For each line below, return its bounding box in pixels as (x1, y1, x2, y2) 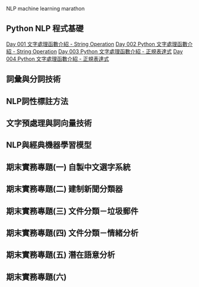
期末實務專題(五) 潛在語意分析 (6, 250, 115, 260)
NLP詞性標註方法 (6, 96, 69, 106)
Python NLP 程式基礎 (6, 24, 84, 34)
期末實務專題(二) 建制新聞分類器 (6, 184, 123, 194)
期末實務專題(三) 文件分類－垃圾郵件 (6, 206, 139, 216)
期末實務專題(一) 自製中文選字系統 (6, 162, 131, 172)
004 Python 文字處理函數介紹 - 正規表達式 (6, 55, 110, 62)
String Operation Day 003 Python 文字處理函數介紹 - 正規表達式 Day (17, 47, 183, 55)
